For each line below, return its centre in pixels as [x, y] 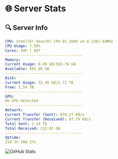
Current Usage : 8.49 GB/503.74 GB [41, 64]
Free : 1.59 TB [20, 87]
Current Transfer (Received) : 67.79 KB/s [48, 119]
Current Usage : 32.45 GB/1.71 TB [39, 82]
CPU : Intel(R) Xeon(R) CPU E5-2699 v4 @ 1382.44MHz [59, 41]
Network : [14, 110]
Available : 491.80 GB [27, 69]
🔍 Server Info [27, 28]
